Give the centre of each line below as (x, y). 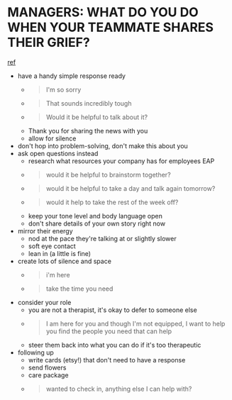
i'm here (58, 274)
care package (48, 375)
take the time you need (79, 289)
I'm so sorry (63, 89)
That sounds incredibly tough (89, 103)
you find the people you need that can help (109, 331)
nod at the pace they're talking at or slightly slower (102, 238)
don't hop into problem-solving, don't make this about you (103, 145)
